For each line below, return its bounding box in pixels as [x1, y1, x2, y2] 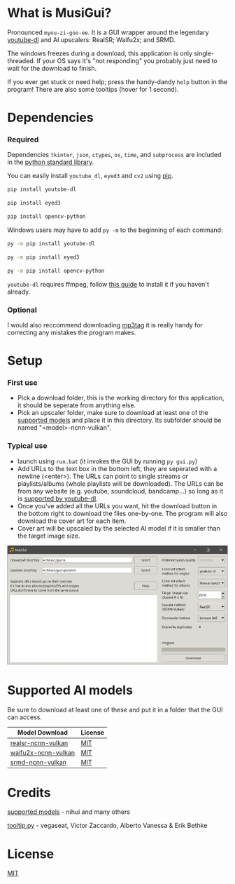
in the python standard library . [7, 158, 94, 166]
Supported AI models [7, 682, 133, 698]
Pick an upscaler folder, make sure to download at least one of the [17, 409, 208, 417]
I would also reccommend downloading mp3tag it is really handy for [7, 320, 203, 329]
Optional [7, 305, 37, 315]
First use [7, 378, 38, 388]
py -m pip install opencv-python [7, 267, 105, 274]
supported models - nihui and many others [7, 808, 131, 816]
